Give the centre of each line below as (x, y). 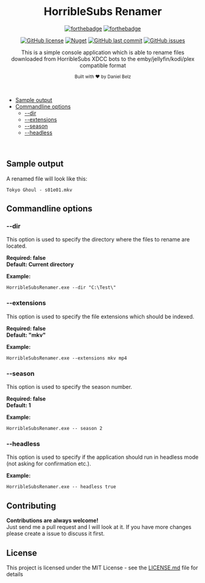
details (15, 574)
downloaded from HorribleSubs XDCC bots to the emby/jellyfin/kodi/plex (103, 59)
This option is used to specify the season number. (69, 387)
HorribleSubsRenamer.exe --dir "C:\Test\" (61, 288)
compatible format (103, 65)
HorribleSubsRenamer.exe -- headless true (61, 487)
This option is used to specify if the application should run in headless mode (102, 457)
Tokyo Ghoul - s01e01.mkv (39, 190)
